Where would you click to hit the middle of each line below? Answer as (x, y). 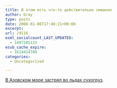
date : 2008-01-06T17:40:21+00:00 (41, 24)
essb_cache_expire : (26, 47)
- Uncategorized (27, 61)
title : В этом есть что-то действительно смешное (59, 10)
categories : (18, 57)
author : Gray (19, 15)
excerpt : (14, 29)
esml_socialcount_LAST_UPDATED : (39, 38)
